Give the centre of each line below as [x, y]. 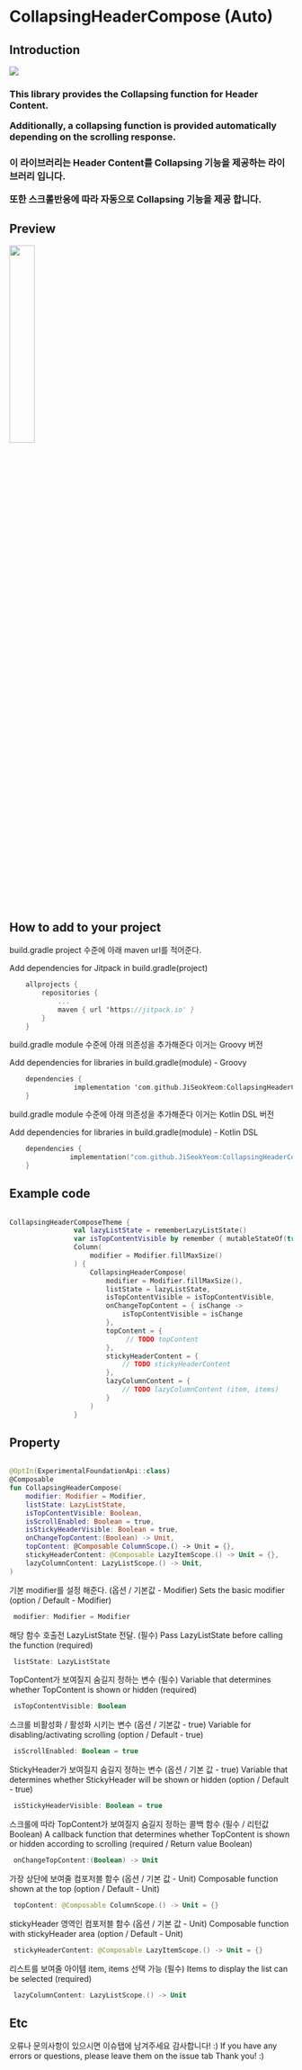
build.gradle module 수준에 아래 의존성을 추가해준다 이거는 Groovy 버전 [136, 1045]
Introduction [45, 50]
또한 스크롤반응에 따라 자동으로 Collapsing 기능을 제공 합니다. [136, 199]
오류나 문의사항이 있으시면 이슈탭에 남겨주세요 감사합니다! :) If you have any [143, 2046]
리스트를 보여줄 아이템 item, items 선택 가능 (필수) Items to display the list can [149, 1968]
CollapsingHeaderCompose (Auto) [142, 17]
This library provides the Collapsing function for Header [134, 94]
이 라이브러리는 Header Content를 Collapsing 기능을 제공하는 [138, 163]
